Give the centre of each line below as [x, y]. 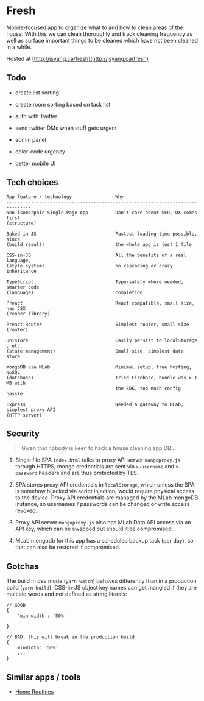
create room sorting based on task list [63, 104]
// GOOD [16, 605]
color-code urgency [40, 151]
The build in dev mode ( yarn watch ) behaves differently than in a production [101, 581]
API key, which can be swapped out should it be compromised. [94, 529]
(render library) [28, 314]
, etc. [15, 346]
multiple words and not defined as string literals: [67, 594]
